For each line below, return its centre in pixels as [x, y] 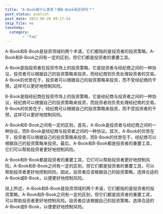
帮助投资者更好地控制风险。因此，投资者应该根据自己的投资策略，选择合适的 [82, 172]
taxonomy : [15, 28]
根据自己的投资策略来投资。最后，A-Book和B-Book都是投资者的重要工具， [80, 143]
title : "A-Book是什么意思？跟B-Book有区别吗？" [50, 10]
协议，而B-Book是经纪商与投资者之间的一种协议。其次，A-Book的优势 [80, 131]
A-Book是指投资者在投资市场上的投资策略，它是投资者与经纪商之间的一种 [79, 68]
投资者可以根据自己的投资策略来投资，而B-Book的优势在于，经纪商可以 [85, 137]
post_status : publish [27, 14]
